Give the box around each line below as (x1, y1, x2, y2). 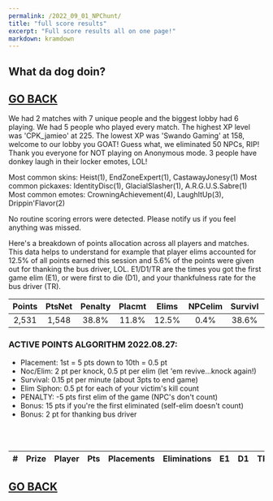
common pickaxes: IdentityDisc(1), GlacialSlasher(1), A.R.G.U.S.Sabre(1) (8, 181, 248, 191)
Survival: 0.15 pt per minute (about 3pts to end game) (19, 374, 199, 384)
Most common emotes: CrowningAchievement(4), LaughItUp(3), (8, 190, 224, 200)
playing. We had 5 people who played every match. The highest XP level (8, 123, 250, 132)
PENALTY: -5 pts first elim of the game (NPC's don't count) (19, 391, 218, 402)
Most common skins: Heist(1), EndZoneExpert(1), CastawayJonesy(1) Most (8, 172, 258, 183)
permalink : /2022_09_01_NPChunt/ (8, 11, 122, 20)
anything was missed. (8, 222, 81, 232)
